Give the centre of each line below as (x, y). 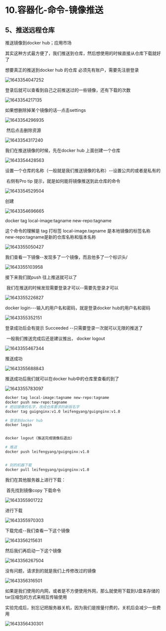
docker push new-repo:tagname (36, 402)
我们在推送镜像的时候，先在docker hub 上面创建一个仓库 (63, 150)
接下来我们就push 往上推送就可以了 (41, 277)
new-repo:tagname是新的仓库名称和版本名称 (51, 237)
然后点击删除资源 (23, 130)
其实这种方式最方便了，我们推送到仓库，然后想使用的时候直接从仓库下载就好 (83, 53)
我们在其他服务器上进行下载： (35, 480)
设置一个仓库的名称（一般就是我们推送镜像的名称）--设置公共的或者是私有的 (83, 170)
